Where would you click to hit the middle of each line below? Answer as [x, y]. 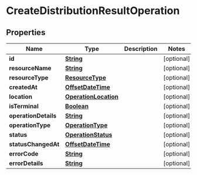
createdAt [23, 87]
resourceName [30, 68]
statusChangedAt [34, 144]
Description [141, 49]
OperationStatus [89, 135]
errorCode [24, 154]
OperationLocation [92, 97]
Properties [26, 32]
